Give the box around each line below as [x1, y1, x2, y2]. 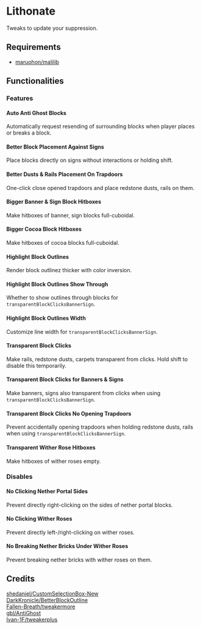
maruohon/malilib [15, 58, 60, 65]
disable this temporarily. [6, 362, 67, 369]
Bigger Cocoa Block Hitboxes [6, 225, 82, 233]
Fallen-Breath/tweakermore [6, 603, 76, 610]
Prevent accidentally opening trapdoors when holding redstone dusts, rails [6, 423, 194, 430]
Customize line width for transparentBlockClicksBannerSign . [6, 328, 158, 336]
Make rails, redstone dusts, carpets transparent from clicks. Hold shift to [6, 355, 188, 363]
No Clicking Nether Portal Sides [6, 488, 88, 495]
